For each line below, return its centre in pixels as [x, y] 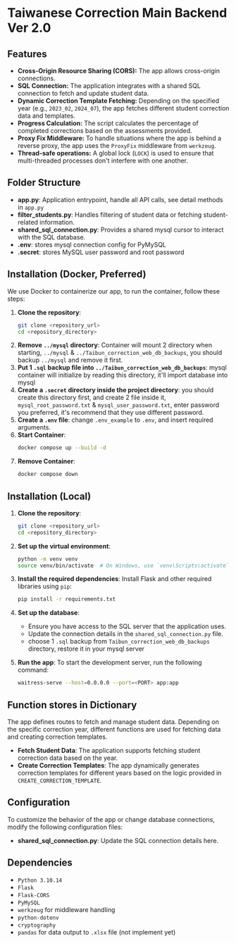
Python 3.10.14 [40, 880]
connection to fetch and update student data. [83, 93]
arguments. [34, 427]
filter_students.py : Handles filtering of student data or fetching [110, 214]
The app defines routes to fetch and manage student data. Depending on [113, 722]
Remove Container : [46, 461]
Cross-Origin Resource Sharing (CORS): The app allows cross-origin [119, 71]
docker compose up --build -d [62, 448]
